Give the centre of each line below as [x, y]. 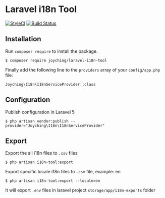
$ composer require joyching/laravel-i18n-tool [56, 60]
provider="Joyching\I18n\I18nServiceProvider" [55, 125]
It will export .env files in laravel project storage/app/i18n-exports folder [80, 190]
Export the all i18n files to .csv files [41, 153]
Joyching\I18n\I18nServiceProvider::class [50, 84]
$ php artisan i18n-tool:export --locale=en [53, 181]
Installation [23, 39]
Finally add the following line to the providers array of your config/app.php [83, 70]
